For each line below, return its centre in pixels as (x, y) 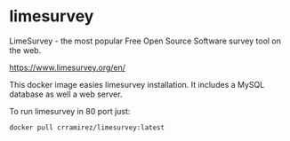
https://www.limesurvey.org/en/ (68, 67)
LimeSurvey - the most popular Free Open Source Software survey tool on (145, 41)
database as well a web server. (66, 94)
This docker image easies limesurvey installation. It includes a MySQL (137, 84)
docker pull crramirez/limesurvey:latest (87, 127)
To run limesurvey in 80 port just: (70, 111)
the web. (25, 50)
